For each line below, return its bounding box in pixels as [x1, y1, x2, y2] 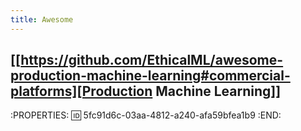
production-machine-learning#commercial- [10, 67, 291, 85]
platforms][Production [10, 83, 153, 100]
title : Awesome [10, 14, 74, 25]
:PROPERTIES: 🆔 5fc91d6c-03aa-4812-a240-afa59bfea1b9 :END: [10, 109, 282, 121]
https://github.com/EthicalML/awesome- [20, 52, 284, 69]
